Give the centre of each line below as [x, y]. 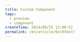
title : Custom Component [30, 9]
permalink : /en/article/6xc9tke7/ [40, 32]
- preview [19, 18]
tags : [10, 14]
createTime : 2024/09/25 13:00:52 [39, 28]
